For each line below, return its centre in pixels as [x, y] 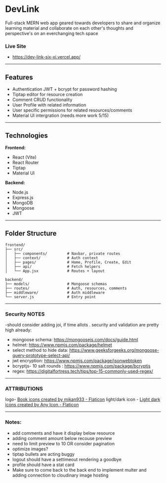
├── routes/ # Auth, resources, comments [66, 288]
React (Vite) [24, 157]
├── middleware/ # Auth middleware [55, 293]
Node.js [20, 192]
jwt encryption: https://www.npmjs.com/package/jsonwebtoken [77, 361]
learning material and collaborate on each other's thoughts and [69, 28]
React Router [25, 162]
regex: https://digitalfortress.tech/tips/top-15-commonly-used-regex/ [83, 371]
